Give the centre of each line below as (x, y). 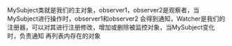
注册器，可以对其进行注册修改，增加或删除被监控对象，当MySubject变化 (111, 27)
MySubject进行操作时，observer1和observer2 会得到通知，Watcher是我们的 (116, 19)
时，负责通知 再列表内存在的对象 (54, 36)
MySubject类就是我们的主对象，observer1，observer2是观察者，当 (103, 10)
